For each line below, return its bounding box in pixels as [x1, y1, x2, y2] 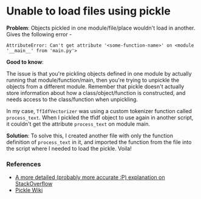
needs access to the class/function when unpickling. [6, 96, 138, 103]
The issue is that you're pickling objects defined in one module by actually [6, 70, 192, 77]
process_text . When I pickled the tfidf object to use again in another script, [6, 114, 194, 121]
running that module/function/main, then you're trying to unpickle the [6, 76, 180, 83]
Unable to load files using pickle [6, 4, 171, 18]
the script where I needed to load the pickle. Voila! [6, 145, 132, 152]
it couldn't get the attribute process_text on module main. [6, 120, 151, 128]
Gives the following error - [6, 30, 72, 38]
